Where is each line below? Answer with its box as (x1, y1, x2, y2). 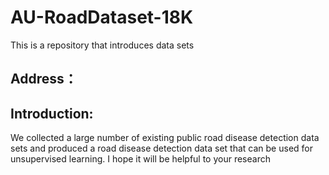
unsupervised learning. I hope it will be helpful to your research (10, 153, 271, 165)
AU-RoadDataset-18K (10, 6, 194, 29)
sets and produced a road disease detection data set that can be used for (10, 142, 313, 155)
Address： (10, 71, 78, 88)
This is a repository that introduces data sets (10, 39, 195, 51)
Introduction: (10, 105, 94, 122)
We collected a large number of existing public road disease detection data (10, 132, 320, 144)
